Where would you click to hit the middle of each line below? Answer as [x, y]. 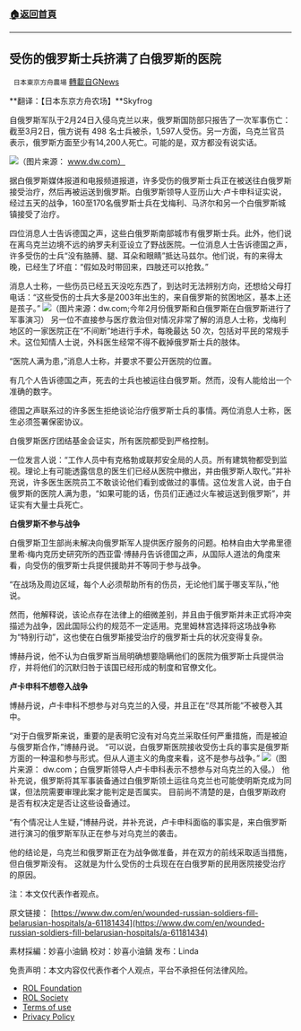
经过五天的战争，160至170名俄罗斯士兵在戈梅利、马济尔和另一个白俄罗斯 [144, 203]
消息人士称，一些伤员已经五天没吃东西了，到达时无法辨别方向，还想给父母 [146, 286]
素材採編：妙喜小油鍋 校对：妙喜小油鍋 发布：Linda [104, 951]
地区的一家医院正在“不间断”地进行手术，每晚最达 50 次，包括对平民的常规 [146, 331]
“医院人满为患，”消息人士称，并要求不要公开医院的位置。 [113, 362]
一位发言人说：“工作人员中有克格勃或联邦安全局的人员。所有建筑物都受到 [145, 460]
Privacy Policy [48, 1017]
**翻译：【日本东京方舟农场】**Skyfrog [81, 101]
